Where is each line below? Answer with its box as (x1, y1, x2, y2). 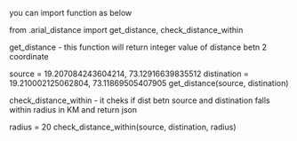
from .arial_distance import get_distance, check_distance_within (9, 25, 244, 35)
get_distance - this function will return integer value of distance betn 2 (9, 42, 267, 52)
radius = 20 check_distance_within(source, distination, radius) (9, 121, 237, 132)
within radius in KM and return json (9, 105, 138, 114)
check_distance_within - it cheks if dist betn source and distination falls (9, 95, 270, 106)
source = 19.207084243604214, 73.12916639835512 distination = (9, 68, 249, 79)
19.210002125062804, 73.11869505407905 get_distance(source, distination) (9, 78, 289, 88)
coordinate (9, 51, 49, 61)
